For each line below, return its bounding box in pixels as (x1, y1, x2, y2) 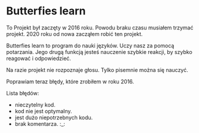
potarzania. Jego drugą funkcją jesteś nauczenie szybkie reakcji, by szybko (6, 48, 192, 55)
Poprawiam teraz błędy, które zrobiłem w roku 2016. (6, 78, 134, 85)
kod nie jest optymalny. (14, 107, 72, 114)
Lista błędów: (6, 89, 39, 96)
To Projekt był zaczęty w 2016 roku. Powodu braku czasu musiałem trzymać (6, 24, 194, 31)
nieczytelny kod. (14, 101, 56, 108)
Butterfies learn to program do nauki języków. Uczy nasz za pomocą (6, 42, 174, 49)
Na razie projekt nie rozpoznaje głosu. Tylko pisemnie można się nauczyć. (6, 66, 188, 73)
